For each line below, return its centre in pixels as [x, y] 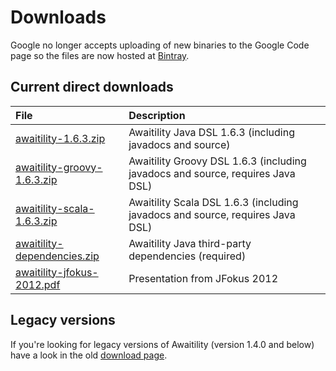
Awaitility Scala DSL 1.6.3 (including [213, 202]
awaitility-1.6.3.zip [60, 138]
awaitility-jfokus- [57, 272]
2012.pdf [38, 284]
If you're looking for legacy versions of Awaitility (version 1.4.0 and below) [162, 344]
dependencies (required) [187, 256]
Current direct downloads [92, 87]
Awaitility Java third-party [190, 243]
